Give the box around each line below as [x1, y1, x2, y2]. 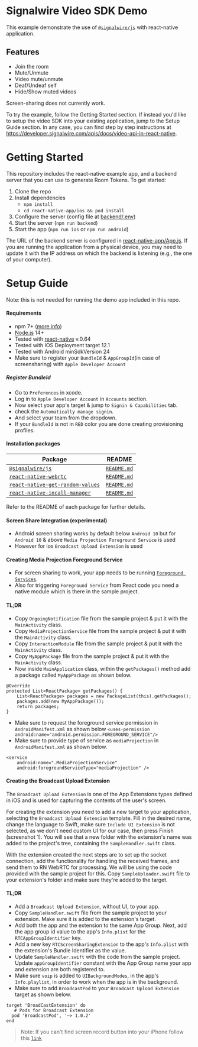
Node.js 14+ [14, 329, 44, 336]
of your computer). [6, 256, 52, 263]
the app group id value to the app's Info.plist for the [14, 928, 146, 935]
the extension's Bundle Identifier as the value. [14, 947, 126, 954]
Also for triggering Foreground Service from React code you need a [14, 581, 179, 589]
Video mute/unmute [14, 75, 63, 82]
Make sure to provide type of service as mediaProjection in [14, 736, 159, 744]
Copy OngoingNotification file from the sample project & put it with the [14, 615, 188, 622]
